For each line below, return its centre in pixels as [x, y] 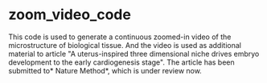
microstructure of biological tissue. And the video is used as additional [125, 45]
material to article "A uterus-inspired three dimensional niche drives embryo [134, 53]
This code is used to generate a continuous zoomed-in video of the [120, 37]
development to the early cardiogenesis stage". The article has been [121, 62]
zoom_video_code [70, 15]
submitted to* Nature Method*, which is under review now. [105, 70]
